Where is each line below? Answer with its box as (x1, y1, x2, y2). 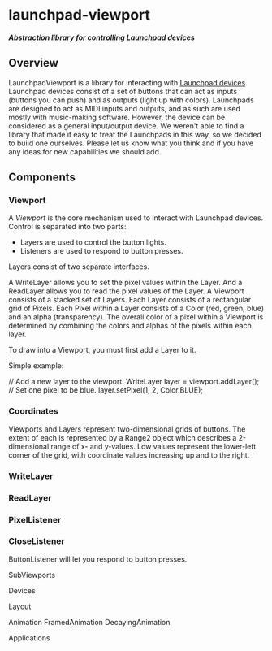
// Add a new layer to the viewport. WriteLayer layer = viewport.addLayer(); (8, 376, 260, 387)
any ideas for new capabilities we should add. (8, 146, 162, 156)
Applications (8, 632, 50, 643)
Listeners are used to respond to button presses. (19, 246, 183, 256)
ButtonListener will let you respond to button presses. (8, 554, 188, 564)
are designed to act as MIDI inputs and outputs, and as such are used (8, 103, 241, 113)
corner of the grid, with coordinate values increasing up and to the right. (8, 449, 250, 460)
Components (8, 171, 76, 184)
